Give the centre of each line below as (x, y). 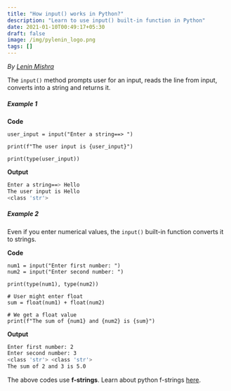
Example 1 (22, 103)
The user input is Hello (44, 191)
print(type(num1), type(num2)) (53, 284)
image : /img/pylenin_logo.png (52, 40)
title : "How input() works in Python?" (66, 14)
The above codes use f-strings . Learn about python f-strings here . (104, 380)
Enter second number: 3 (42, 353)
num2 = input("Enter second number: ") (66, 271)
